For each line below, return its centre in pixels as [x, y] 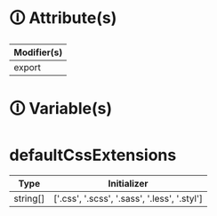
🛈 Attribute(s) [63, 18]
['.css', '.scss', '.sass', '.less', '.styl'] [128, 199]
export [28, 67]
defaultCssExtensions [93, 155]
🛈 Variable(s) [61, 109]
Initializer [128, 184]
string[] [29, 199]
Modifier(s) [38, 52]
